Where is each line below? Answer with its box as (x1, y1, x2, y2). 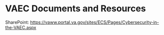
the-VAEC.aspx (5, 24, 36, 30)
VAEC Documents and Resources (5, 3, 146, 14)
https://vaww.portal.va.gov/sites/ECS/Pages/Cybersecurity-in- (29, 19, 159, 25)
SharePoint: (5, 19, 29, 25)
